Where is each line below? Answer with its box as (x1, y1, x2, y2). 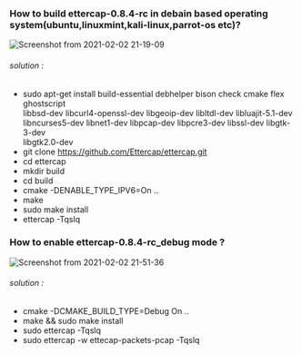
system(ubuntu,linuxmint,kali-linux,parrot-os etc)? (9, 18, 241, 31)
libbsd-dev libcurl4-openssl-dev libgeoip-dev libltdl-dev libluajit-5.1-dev (22, 107, 293, 118)
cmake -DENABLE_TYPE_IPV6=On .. (22, 184, 159, 195)
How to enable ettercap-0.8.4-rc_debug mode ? (9, 236, 226, 249)
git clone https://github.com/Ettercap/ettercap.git (22, 146, 207, 157)
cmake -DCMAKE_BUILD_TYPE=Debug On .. (22, 306, 189, 316)
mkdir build (22, 165, 65, 176)
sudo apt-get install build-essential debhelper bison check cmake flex (22, 88, 285, 99)
